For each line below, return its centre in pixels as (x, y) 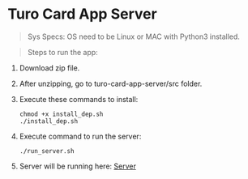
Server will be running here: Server (78, 166)
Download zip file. (49, 68)
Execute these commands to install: (79, 99)
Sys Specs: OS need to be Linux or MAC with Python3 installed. (134, 36)
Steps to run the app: (62, 52)
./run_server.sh (47, 151)
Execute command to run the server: (80, 136)
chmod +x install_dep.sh (61, 114)
